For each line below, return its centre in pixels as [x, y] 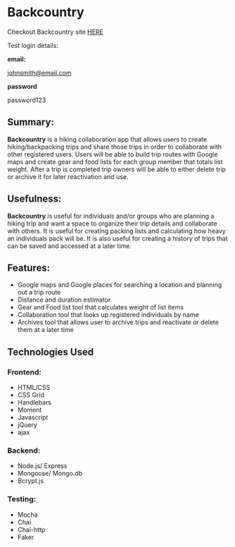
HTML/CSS [34, 388]
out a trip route [39, 293]
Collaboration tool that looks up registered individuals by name [108, 315]
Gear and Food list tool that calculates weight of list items [101, 307]
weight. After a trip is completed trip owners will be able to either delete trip [117, 169]
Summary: [31, 122]
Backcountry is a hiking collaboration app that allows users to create [107, 139]
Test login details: [33, 45]
